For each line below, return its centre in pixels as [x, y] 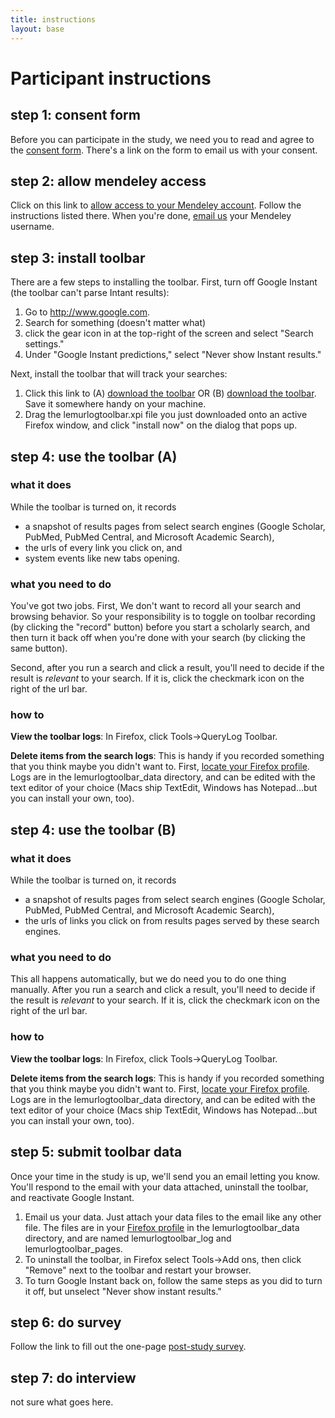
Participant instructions [111, 78]
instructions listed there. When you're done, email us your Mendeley [151, 216]
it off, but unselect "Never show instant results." [123, 1291]
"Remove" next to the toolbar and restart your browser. [138, 1270]
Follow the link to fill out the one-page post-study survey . [128, 1347]
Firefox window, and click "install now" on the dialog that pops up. [161, 425]
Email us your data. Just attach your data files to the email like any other [173, 1217]
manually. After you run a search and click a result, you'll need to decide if [163, 990]
